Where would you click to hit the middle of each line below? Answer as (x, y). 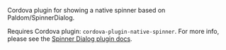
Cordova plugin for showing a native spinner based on (86, 10)
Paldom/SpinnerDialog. (41, 18)
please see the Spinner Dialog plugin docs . (70, 39)
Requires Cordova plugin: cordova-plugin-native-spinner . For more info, (113, 31)
